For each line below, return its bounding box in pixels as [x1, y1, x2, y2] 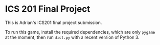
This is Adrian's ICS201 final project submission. [5, 20, 102, 25]
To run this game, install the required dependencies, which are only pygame [5, 29, 155, 35]
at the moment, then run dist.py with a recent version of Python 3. [5, 34, 139, 40]
